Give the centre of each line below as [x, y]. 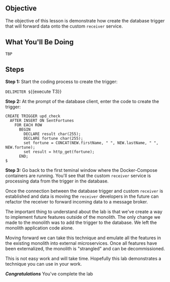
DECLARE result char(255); [52, 134]
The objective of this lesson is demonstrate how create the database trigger [85, 20]
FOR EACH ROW [28, 125]
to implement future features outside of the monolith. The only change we [83, 217]
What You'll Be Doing [40, 42]
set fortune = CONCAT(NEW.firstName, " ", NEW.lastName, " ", [91, 143]
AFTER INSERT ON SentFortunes [42, 121]
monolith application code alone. [40, 228]
